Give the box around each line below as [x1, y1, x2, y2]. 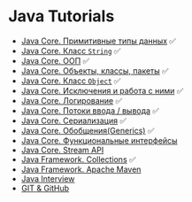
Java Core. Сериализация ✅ [20, 115, 127, 126]
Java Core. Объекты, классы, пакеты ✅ [20, 65, 169, 76]
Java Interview [20, 173, 75, 183]
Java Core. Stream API [20, 144, 104, 155]
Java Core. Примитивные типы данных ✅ [20, 35, 176, 46]
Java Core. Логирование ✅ [20, 95, 123, 105]
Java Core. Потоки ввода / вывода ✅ [20, 105, 160, 116]
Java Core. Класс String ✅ [20, 45, 121, 56]
